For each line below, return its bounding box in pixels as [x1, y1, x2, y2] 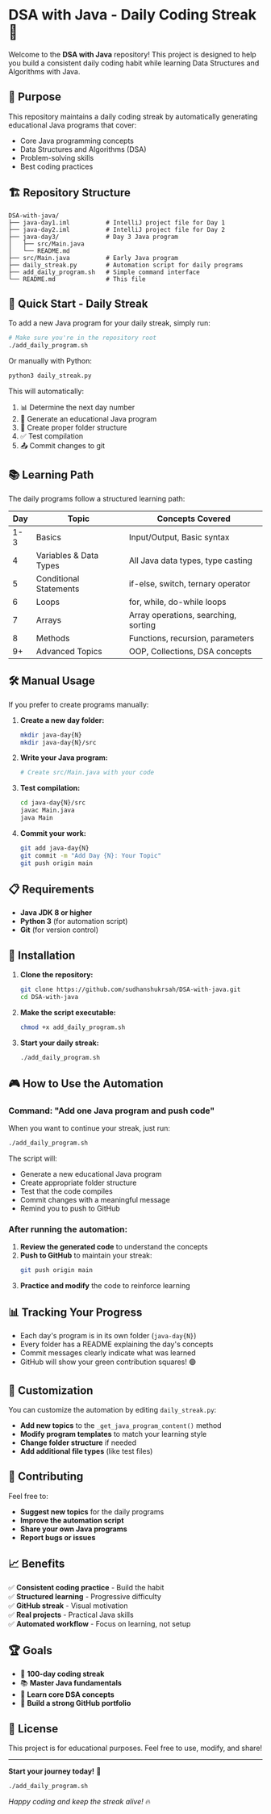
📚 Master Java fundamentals [19, 1678, 123, 1688]
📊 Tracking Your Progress [8, 1305, 143, 1319]
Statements [35, 583, 80, 594]
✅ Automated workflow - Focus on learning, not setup [8, 1619, 191, 1628]
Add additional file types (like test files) [19, 1446, 153, 1455]
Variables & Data [35, 549, 99, 561]
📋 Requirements [8, 882, 94, 896]
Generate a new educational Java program [19, 1169, 162, 1179]
